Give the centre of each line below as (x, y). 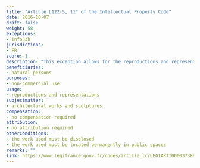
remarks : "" (21, 150)
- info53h (18, 39)
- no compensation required (41, 117)
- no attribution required (40, 128)
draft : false (22, 23)
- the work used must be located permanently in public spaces (86, 144)
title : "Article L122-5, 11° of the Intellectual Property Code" (89, 12)
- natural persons (29, 73)
